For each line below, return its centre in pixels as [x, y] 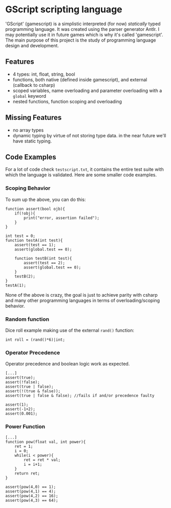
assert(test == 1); [35, 245]
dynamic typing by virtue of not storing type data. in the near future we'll [89, 135]
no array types [28, 130]
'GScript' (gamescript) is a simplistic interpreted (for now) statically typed [83, 24]
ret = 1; [24, 446]
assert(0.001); [22, 414]
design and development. [32, 45]
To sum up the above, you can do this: [46, 199]
